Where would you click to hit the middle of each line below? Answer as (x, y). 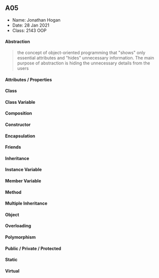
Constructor (18, 124)
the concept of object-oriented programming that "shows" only (81, 53)
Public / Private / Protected (33, 248)
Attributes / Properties (29, 79)
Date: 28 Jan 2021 (31, 25)
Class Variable (20, 102)
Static (11, 260)
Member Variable (23, 181)
